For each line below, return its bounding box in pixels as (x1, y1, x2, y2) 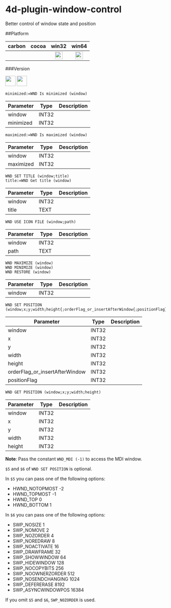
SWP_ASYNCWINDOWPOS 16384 (12, 587, 84, 593)
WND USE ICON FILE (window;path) (5, 219, 76, 224)
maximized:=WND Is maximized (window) (5, 132, 88, 138)
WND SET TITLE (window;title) (5, 173, 70, 178)
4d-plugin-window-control (5, 4, 122, 15)
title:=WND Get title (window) (5, 178, 72, 183)
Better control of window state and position (5, 20, 96, 27)
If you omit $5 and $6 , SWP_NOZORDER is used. (5, 597, 96, 603)
